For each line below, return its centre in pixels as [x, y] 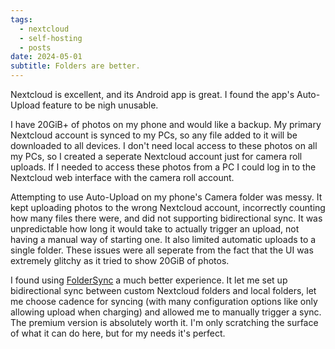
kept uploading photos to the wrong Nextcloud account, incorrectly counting [168, 207]
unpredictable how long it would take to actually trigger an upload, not [155, 229]
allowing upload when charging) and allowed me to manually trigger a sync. [166, 312]
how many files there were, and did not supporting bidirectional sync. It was [166, 218]
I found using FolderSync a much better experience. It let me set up [149, 280]
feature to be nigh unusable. [100, 105]
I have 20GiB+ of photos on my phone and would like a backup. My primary [166, 124]
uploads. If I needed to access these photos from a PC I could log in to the [163, 167]
